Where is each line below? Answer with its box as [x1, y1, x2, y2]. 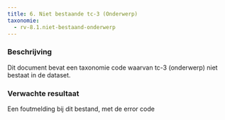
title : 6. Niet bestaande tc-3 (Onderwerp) [7, 10, 138, 18]
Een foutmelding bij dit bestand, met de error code [7, 104, 155, 113]
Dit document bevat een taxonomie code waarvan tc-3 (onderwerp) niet [7, 63, 218, 72]
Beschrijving [7, 47, 52, 57]
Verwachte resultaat [7, 88, 79, 98]
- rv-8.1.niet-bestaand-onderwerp [13, 23, 116, 31]
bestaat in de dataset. [7, 70, 71, 79]
